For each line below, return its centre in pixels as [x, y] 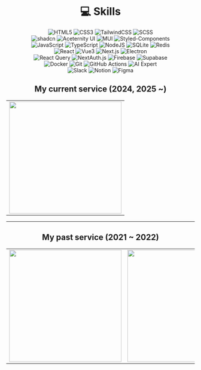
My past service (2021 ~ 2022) [100, 238]
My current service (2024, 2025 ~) [100, 89]
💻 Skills [100, 12]
